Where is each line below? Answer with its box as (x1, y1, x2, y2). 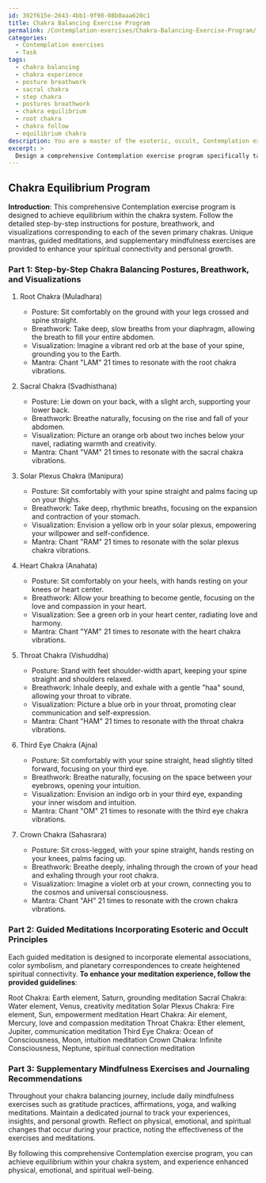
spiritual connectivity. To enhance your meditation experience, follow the (8, 969, 251, 978)
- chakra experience (15, 71, 83, 78)
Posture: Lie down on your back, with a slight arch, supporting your (31, 397, 251, 407)
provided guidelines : (8, 977, 78, 987)
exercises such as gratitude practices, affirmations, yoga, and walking (8, 1099, 237, 1108)
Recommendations (8, 1073, 83, 1084)
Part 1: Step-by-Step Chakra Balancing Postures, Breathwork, (8, 263, 249, 274)
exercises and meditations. (8, 1133, 97, 1143)
